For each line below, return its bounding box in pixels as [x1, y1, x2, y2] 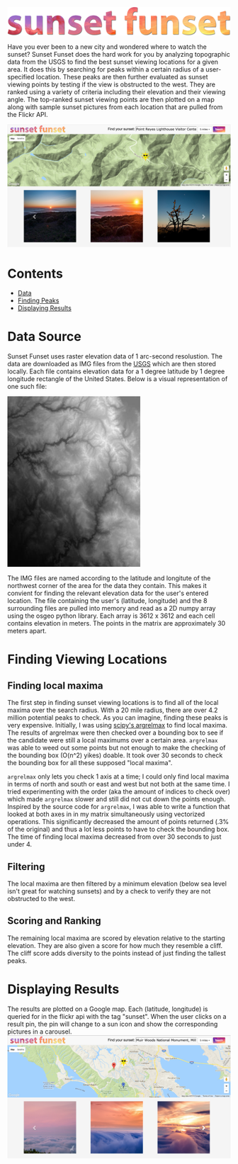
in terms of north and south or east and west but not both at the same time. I [7, 780, 230, 789]
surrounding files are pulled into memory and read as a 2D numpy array [7, 604, 216, 613]
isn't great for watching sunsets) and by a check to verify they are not [7, 887, 211, 895]
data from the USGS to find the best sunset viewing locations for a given [7, 57, 218, 66]
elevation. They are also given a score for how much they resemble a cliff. [7, 941, 223, 949]
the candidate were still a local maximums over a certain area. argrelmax [7, 736, 218, 745]
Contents [7, 266, 64, 281]
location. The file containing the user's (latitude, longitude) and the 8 [7, 597, 208, 605]
